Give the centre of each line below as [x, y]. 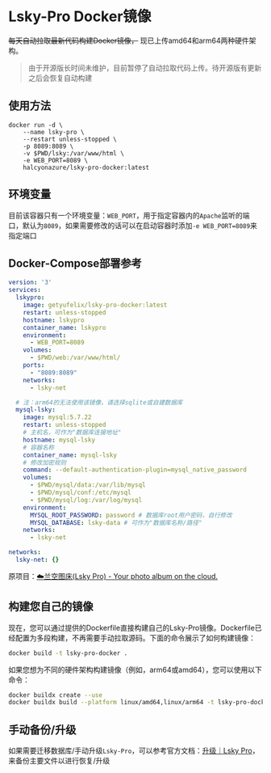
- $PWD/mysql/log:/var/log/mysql [86, 500]
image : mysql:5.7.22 [57, 417]
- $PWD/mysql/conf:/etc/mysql [80, 492]
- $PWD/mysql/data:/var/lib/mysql [88, 485]
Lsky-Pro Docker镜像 [80, 17]
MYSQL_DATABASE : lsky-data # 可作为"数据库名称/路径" [116, 522]
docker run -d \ [35, 125]
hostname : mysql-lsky [59, 440]
